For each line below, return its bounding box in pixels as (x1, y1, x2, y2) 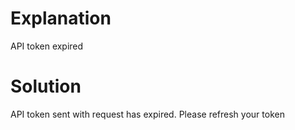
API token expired (10, 40, 84, 52)
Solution (10, 75, 82, 98)
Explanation (10, 7, 112, 30)
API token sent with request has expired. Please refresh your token (10, 108, 285, 120)
